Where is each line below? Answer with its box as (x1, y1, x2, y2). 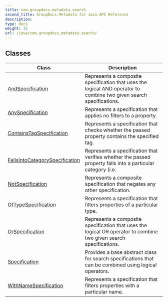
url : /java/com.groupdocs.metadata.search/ (5, 31, 97, 36)
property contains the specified (84, 132, 159, 139)
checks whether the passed (84, 126, 150, 133)
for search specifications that (84, 255, 154, 262)
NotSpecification (7, 180, 47, 187)
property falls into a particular (84, 160, 154, 167)
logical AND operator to (84, 85, 140, 92)
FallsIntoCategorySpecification (7, 157, 80, 164)
